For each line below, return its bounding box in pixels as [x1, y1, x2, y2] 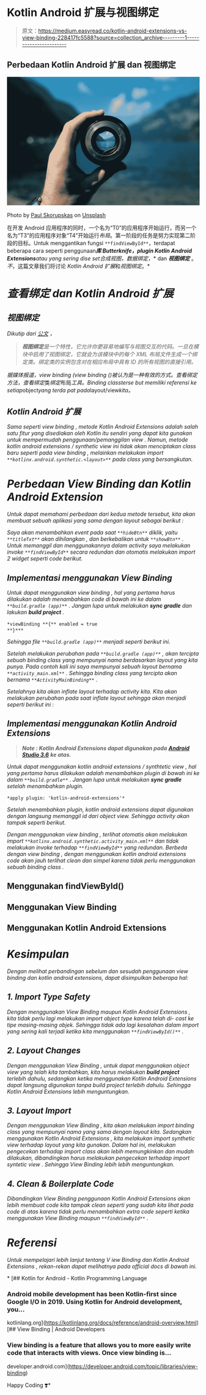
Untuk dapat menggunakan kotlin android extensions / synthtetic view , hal [7, 763, 197, 770]
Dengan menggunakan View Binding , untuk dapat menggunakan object [7, 1061, 189, 1069]
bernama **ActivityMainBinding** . [7, 676, 98, 683]
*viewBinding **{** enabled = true [7, 621, 98, 627]
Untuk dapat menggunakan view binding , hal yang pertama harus [7, 589, 175, 596]
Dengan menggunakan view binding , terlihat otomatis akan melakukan [7, 830, 188, 838]
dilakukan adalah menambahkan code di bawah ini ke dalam [7, 595, 161, 603]
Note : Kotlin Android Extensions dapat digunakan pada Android [21, 744, 190, 752]
